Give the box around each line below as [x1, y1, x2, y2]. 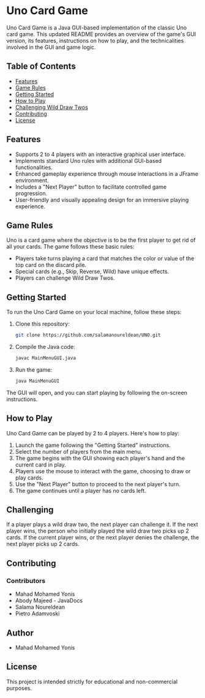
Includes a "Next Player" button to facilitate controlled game [15, 183, 167, 190]
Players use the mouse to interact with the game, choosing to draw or [15, 467, 191, 475]
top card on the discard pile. [15, 261, 87, 269]
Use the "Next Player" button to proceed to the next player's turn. [15, 480, 181, 487]
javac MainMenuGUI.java [15, 355, 76, 361]
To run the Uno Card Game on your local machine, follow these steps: [6, 309, 182, 316]
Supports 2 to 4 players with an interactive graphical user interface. [15, 151, 185, 158]
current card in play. [15, 460, 66, 468]
